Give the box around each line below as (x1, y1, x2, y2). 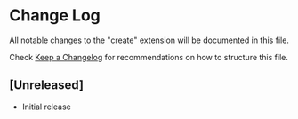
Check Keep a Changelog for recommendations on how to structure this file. (9, 52, 289, 62)
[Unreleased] (9, 77, 85, 93)
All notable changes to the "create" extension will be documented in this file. (9, 35, 289, 45)
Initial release (21, 101, 71, 112)
